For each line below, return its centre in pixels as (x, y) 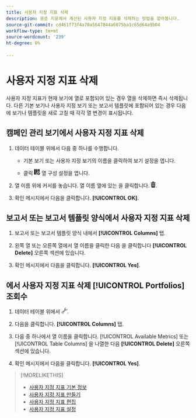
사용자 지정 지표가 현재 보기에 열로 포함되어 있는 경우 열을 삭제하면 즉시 (87, 98)
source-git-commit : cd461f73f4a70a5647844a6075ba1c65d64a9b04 (83, 25)
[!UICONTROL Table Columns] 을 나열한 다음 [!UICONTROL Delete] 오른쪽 (102, 344)
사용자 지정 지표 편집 (52, 402)
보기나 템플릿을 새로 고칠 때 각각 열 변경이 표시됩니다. (73, 113)
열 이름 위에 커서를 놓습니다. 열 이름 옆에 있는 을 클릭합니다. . (86, 185)
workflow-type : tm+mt (32, 31)
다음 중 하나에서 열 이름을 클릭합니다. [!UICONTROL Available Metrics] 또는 (101, 337)
